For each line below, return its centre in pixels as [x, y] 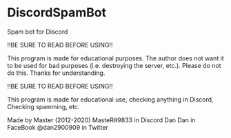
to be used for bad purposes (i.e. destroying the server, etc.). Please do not [114, 65]
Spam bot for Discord [38, 32]
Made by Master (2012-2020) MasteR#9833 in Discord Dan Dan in [101, 120]
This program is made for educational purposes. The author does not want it [115, 58]
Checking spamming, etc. [43, 106]
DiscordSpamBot [57, 13]
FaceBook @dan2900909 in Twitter [58, 127]
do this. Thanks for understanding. [56, 73]
